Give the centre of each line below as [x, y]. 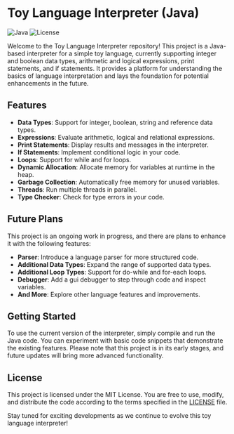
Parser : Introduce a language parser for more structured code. [108, 257]
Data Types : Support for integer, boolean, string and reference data [115, 122]
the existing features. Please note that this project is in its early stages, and [116, 348]
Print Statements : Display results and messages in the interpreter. [113, 145]
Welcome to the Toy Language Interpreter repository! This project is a [108, 46]
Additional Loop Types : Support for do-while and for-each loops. [112, 272]
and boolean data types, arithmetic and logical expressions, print [101, 60]
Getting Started [42, 316]
